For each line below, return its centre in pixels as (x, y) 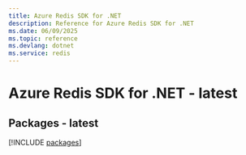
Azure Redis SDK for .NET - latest (123, 93)
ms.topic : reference (43, 38)
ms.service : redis (39, 53)
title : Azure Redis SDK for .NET (65, 16)
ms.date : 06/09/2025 (43, 31)
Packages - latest (54, 123)
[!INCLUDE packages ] (45, 142)
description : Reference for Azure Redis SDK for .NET (101, 23)
